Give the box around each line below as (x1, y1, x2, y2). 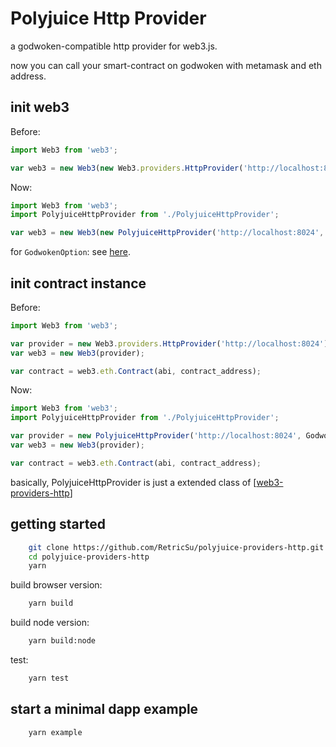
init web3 (10, 99, 70, 116)
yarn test (28, 673, 70, 683)
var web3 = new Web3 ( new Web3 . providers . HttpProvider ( (10, 163, 244, 173)
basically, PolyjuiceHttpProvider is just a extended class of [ (10, 476, 257, 488)
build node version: (10, 617, 90, 629)
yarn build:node (28, 636, 97, 646)
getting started (10, 516, 106, 533)
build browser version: (10, 579, 103, 591)
